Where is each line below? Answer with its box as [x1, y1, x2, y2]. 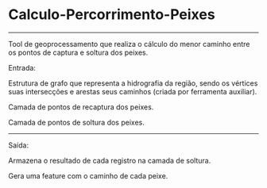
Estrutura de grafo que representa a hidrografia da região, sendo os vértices [8, 78, 258, 88]
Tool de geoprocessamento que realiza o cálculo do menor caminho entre [8, 39, 250, 48]
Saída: [8, 140, 29, 150]
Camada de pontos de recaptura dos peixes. [8, 102, 154, 112]
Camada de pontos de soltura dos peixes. [8, 117, 145, 127]
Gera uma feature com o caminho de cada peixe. [8, 171, 168, 180]
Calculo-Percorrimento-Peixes [8, 6, 216, 24]
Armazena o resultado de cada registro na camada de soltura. [8, 155, 211, 165]
